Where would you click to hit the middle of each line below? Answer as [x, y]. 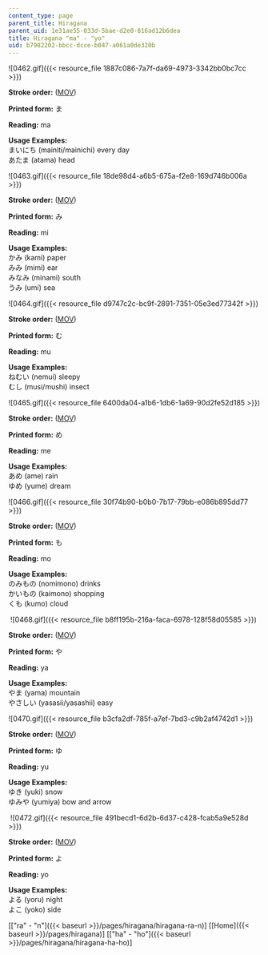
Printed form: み [35, 216]
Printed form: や [35, 652]
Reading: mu [30, 352]
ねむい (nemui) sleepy [44, 377]
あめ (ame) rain [33, 476]
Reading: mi [29, 232]
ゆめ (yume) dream [40, 486]
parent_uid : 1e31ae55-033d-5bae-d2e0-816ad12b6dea [94, 30]
